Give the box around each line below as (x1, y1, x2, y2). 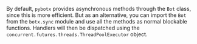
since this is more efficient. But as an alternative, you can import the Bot (6, 11, 187, 19)
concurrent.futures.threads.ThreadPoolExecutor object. (6, 31, 148, 38)
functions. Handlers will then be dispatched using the (6, 24, 140, 31)
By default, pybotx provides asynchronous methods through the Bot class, (6, 5, 192, 12)
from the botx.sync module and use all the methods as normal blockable (6, 18, 187, 25)
